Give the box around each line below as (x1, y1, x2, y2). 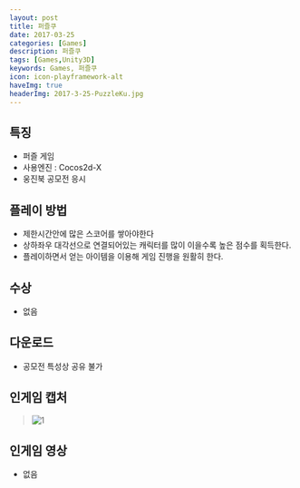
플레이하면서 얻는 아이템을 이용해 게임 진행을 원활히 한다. (22, 251, 224, 262)
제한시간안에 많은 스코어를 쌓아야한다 (22, 229, 154, 239)
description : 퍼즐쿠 (9, 47, 82, 56)
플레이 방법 (9, 202, 68, 218)
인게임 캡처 (9, 390, 68, 405)
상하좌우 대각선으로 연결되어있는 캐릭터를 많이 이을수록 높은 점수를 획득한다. (22, 239, 292, 250)
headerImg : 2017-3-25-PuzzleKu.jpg (9, 89, 144, 98)
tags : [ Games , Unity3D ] (9, 55, 95, 64)
